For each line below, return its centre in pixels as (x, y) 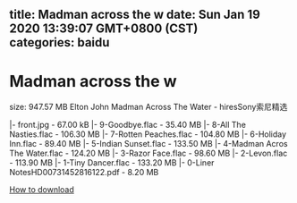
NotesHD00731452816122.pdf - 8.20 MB (84, 173)
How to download (42, 190)
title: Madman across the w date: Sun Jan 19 (135, 15)
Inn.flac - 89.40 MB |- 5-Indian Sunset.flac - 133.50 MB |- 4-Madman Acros (148, 144)
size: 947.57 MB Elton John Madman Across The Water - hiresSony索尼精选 (148, 107)
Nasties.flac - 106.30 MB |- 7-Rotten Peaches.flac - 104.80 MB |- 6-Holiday (148, 134)
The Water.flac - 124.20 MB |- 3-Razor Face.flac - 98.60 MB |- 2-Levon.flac (148, 153)
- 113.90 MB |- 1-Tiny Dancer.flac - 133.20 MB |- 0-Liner (112, 163)
